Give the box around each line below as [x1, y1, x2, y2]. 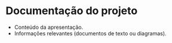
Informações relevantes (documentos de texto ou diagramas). [14, 29, 167, 37]
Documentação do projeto [5, 4, 138, 18]
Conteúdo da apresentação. [14, 24, 84, 31]
